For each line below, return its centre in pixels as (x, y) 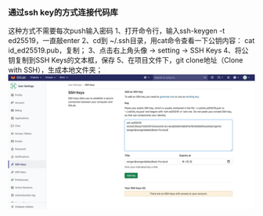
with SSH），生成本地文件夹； (56, 70)
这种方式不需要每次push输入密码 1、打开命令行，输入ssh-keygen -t (117, 31)
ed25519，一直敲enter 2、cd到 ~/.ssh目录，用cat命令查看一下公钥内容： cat (131, 41)
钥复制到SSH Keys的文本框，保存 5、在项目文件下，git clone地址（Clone (126, 60)
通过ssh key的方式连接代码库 (63, 12)
